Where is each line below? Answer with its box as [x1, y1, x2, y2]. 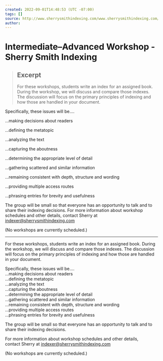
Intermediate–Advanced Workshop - [5, 42, 155, 52]
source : [5, 16, 21, 21]
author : [5, 20, 21, 26]
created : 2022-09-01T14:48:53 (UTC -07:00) [5, 7, 95, 12]
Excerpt [16, 71, 41, 79]
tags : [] [5, 12, 23, 16]
